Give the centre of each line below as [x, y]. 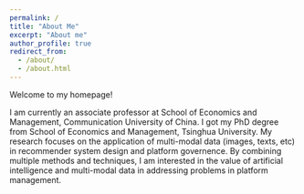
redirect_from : [38, 52]
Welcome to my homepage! [61, 94]
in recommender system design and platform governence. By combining [146, 150]
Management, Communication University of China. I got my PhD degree [144, 122]
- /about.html [44, 69]
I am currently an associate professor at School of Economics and [133, 112]
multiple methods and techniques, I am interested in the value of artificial [147, 160]
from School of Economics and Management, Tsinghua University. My [141, 131]
